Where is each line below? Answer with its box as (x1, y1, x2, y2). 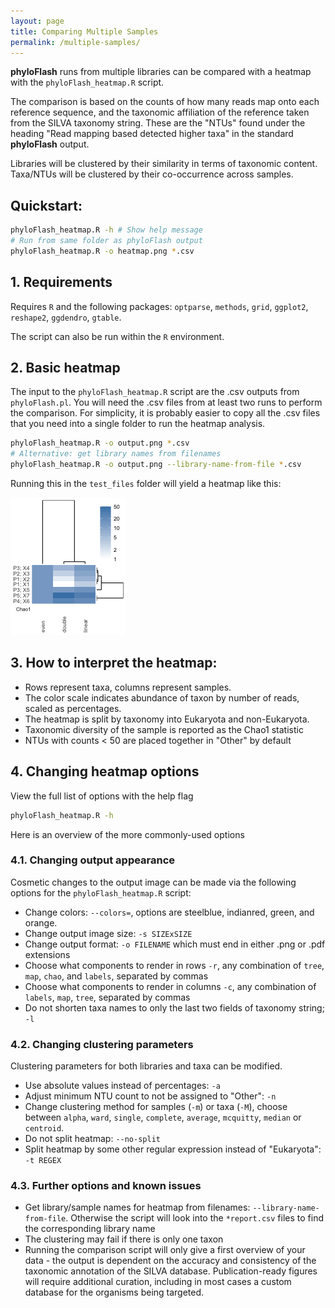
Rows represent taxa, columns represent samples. (24, 681, 232, 693)
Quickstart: (10, 197, 83, 214)
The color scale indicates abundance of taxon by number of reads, (24, 691, 300, 704)
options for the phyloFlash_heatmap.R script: (10, 886, 192, 899)
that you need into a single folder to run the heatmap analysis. (10, 418, 266, 430)
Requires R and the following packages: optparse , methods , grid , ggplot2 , (10, 300, 309, 312)
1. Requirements (10, 274, 113, 291)
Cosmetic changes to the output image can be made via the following (10, 876, 297, 888)
